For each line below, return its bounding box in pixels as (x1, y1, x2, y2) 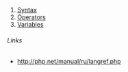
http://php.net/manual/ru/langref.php (16, 58, 121, 66)
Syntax (16, 6, 38, 14)
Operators (16, 13, 46, 21)
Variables (16, 21, 44, 28)
